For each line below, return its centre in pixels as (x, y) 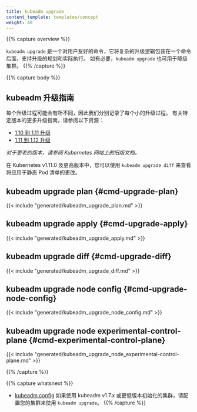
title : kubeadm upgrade (35, 11)
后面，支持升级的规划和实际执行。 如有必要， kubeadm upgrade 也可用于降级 (97, 59)
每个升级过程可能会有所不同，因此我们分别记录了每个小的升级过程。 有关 (94, 113)
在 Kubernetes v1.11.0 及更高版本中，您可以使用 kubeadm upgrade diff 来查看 (99, 165)
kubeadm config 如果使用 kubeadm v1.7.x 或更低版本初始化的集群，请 (99, 396)
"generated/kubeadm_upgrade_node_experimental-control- (107, 354)
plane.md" (19, 361)
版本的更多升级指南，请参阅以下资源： (57, 120)
